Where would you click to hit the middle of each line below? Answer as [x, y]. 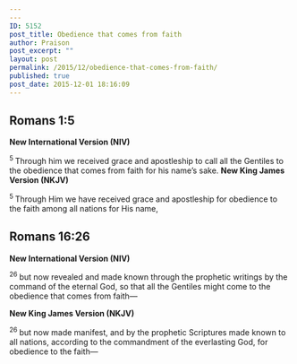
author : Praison [39, 43]
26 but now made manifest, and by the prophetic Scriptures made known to [148, 331]
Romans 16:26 [50, 237]
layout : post [34, 59]
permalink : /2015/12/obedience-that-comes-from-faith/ [114, 68]
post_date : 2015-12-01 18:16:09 [69, 84]
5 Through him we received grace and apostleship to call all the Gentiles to [147, 160]
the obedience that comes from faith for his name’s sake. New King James [147, 170]
